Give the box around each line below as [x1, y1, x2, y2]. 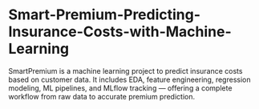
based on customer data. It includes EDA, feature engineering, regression [8, 75, 251, 84]
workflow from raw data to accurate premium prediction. [8, 91, 195, 101]
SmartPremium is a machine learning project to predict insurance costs [8, 66, 243, 75]
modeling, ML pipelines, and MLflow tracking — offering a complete [8, 83, 233, 93]
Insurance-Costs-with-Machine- [8, 22, 233, 41]
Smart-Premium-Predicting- [8, 6, 201, 24]
